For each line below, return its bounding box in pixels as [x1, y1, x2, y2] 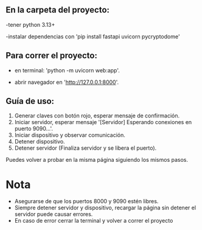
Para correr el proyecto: [5, 51, 98, 61]
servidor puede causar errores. [14, 211, 93, 218]
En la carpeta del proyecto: [5, 5, 110, 15]
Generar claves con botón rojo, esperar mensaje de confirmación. [14, 112, 180, 119]
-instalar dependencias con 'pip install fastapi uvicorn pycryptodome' [5, 33, 180, 40]
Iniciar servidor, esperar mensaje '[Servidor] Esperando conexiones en [14, 119, 192, 126]
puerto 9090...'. [14, 125, 53, 133]
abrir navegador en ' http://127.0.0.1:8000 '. [14, 78, 119, 86]
